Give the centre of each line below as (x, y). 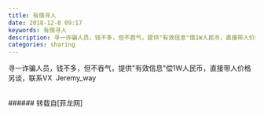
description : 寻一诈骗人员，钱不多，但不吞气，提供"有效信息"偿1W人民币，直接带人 (129, 37)
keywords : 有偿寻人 (38, 30)
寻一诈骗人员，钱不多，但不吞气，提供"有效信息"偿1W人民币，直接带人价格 (130, 69)
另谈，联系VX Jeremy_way (52, 78)
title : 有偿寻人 (32, 15)
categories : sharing (42, 45)
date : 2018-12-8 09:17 (45, 23)
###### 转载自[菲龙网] (46, 103)
